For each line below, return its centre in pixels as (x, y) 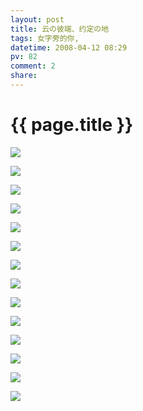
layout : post (37, 19)
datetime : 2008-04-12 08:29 (69, 47)
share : (24, 76)
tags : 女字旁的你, (45, 38)
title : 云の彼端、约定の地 (60, 29)
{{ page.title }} (72, 125)
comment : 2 (33, 66)
